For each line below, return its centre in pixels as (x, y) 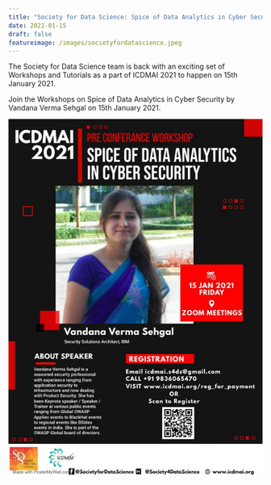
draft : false (30, 34)
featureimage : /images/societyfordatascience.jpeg (95, 43)
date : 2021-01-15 (38, 25)
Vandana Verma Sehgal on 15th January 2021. (85, 108)
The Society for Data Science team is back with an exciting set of (117, 67)
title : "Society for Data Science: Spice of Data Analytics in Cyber (128, 17)
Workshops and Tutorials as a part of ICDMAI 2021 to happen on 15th (123, 75)
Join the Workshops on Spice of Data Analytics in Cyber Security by (122, 99)
